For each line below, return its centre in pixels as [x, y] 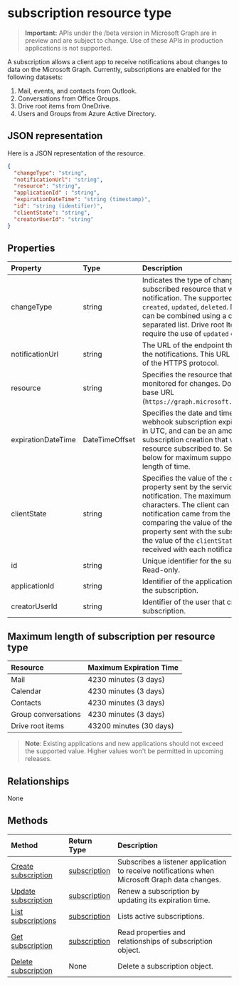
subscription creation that [185, 440]
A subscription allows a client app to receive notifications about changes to [117, 61]
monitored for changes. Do [187, 384]
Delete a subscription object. [165, 966]
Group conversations [46, 715]
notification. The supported [187, 298]
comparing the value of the [187, 523]
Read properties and [152, 932]
